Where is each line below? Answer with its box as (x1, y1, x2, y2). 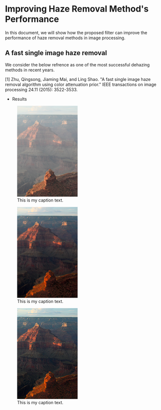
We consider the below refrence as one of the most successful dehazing (5, 62, 150, 67)
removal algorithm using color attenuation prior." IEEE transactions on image (5, 81, 157, 87)
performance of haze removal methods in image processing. (5, 35, 126, 41)
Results (12, 96, 27, 102)
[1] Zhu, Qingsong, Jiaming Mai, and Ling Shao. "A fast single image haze (5, 76, 151, 82)
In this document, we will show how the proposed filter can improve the (5, 30, 147, 35)
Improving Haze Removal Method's (5, 3, 149, 15)
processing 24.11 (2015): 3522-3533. (5, 86, 78, 93)
